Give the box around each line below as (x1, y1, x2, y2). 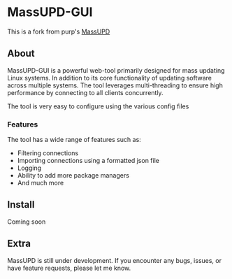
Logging (17, 164, 42, 172)
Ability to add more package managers (17, 171, 129, 180)
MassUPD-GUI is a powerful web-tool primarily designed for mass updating (7, 66, 225, 74)
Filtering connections (17, 149, 79, 157)
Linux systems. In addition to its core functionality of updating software (7, 73, 212, 82)
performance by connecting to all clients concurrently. (7, 88, 164, 96)
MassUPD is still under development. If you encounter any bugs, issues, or (7, 256, 222, 264)
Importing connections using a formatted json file (17, 157, 159, 165)
